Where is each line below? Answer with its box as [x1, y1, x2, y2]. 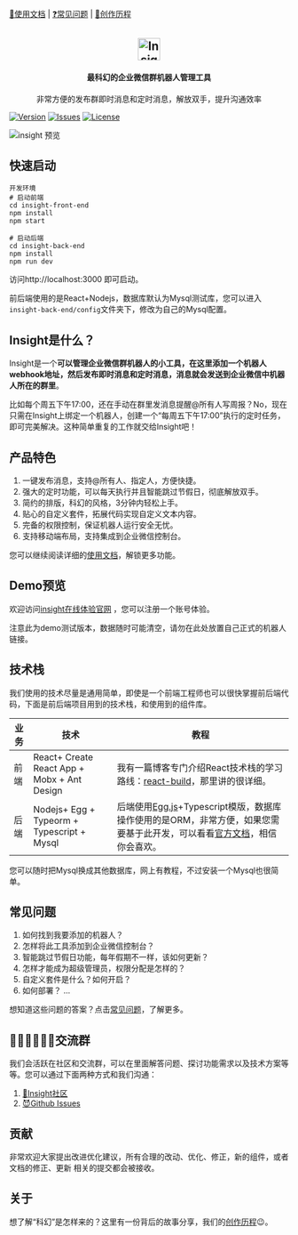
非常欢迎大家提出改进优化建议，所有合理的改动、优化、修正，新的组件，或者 [9, 1151, 289, 1162]
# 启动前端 [9, 193, 44, 203]
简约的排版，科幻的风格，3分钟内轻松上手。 [21, 497, 184, 508]
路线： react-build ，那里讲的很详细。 [116, 774, 272, 787]
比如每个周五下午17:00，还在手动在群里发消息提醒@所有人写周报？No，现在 [9, 400, 288, 410]
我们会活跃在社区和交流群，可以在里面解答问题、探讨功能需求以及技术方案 [9, 1058, 281, 1069]
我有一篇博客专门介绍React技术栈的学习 [116, 761, 284, 773]
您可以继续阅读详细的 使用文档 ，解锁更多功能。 [9, 550, 180, 561]
